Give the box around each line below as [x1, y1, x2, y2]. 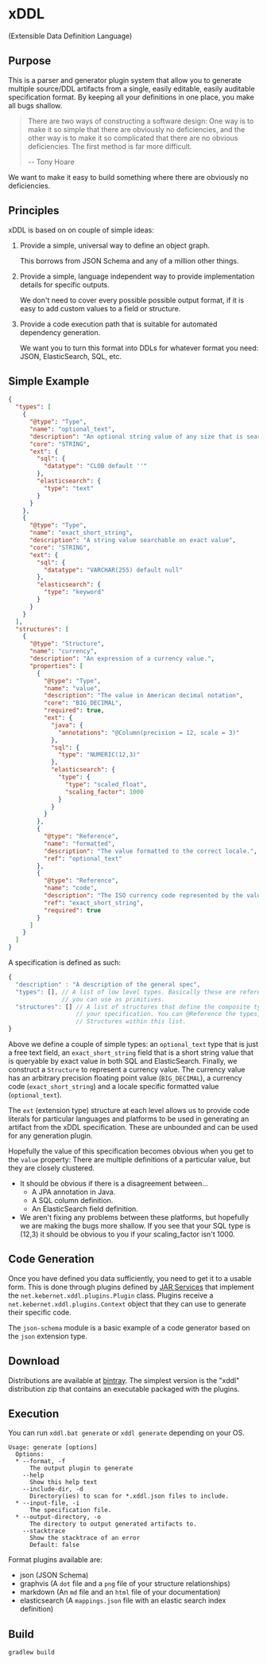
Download [8, 1354, 60, 1368]
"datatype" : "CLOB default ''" [43, 463, 148, 471]
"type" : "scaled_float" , [64, 780, 148, 788]
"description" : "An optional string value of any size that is [29, 432, 244, 440]
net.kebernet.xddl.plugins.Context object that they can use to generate [8, 1299, 246, 1308]
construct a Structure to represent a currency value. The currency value [8, 1064, 246, 1074]
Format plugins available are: [8, 1555, 103, 1564]
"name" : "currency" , [29, 647, 98, 655]
